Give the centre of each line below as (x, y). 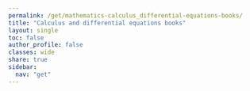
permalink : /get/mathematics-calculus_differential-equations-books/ (126, 15)
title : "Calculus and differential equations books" (97, 23)
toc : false (26, 38)
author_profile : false (46, 45)
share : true (28, 60)
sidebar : (23, 67)
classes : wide (32, 52)
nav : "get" (33, 74)
